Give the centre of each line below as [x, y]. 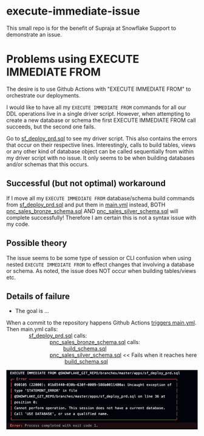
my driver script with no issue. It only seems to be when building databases [101, 158]
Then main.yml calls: [32, 329]
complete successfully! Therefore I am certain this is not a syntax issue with [101, 217]
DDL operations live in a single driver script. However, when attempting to [98, 113]
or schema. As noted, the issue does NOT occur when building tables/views [101, 271]
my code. [18, 224]
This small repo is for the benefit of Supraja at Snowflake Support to [91, 28]
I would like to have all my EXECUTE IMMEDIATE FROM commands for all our [96, 107]
